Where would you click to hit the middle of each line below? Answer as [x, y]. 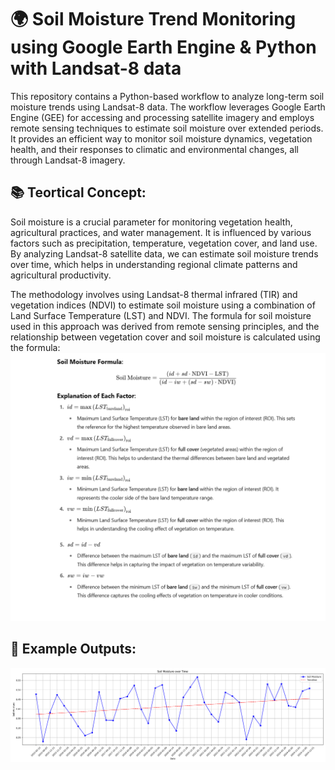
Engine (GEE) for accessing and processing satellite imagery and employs [162, 117]
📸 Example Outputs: [73, 649]
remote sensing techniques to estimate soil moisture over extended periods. [167, 128]
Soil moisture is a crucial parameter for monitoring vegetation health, [151, 222]
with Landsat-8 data [96, 68]
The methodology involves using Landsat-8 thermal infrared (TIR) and [154, 294]
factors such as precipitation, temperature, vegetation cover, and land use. [164, 243]
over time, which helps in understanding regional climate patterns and [154, 264]
